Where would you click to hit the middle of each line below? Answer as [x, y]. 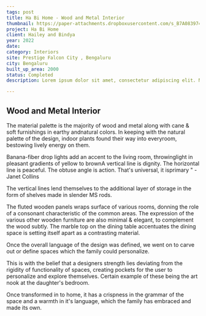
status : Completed [30, 75]
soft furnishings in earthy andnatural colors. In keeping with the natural [96, 132]
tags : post [20, 12]
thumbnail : [20, 23]
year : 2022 [20, 40]
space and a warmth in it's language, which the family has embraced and [99, 301]
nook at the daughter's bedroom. [48, 282]
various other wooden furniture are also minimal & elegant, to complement [100, 220]
